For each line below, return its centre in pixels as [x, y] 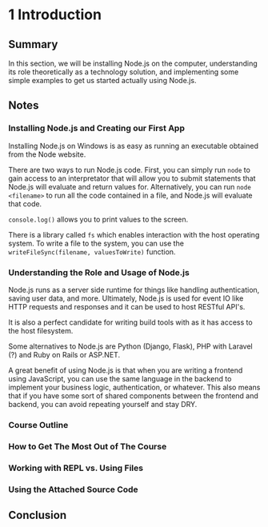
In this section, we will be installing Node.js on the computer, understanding [133, 63]
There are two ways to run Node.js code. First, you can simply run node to [129, 170]
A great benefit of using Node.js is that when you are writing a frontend [126, 370]
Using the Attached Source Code [73, 489]
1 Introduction [55, 15]
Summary [33, 44]
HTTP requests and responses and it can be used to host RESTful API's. [127, 306]
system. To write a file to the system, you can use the [96, 243]
